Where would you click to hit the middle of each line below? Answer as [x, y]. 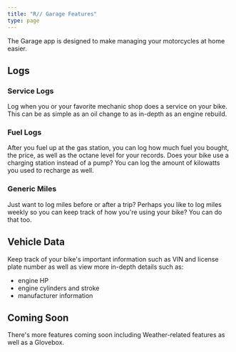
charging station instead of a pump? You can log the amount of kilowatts [114, 163]
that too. [20, 219]
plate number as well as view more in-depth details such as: [96, 267]
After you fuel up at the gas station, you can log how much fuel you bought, [118, 148]
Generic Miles [32, 189]
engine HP [33, 280]
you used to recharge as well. [51, 171]
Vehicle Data [36, 242]
